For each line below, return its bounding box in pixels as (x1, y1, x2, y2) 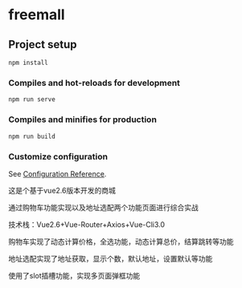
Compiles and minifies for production (8, 114, 157, 125)
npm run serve (8, 95, 56, 103)
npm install (8, 59, 48, 67)
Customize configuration (8, 151, 109, 162)
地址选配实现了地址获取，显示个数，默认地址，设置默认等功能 (8, 254, 213, 263)
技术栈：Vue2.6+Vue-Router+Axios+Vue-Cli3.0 (8, 219, 166, 229)
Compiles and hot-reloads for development (8, 77, 181, 88)
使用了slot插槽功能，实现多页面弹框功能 (8, 270, 141, 280)
